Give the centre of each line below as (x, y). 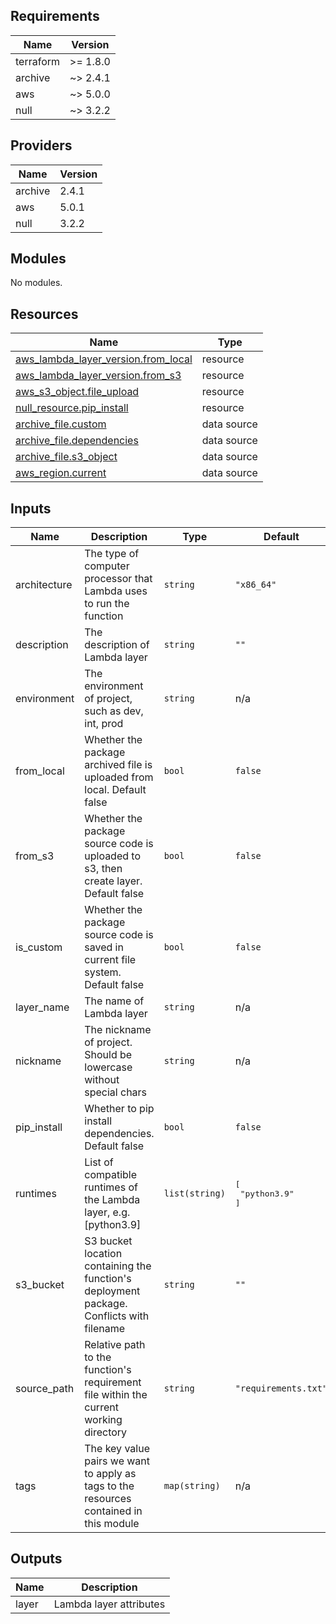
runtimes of (111, 1187)
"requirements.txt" (281, 1388)
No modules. (36, 283)
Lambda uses (116, 591)
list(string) (194, 1193)
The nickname (118, 1030)
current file (110, 960)
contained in (113, 1511)
